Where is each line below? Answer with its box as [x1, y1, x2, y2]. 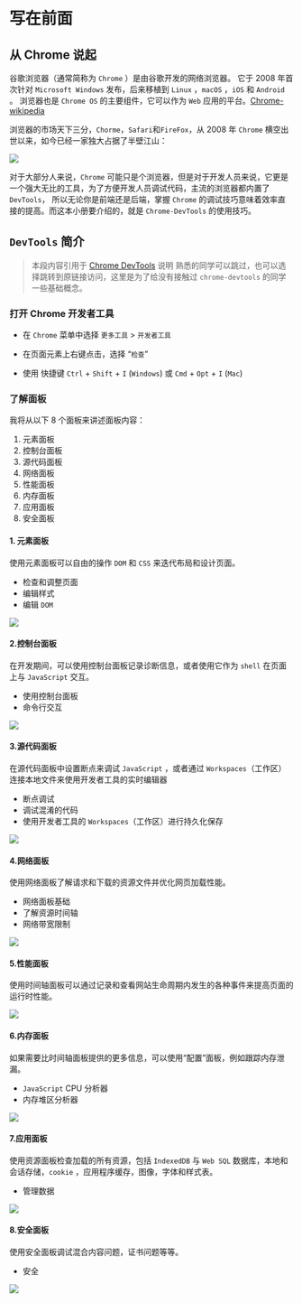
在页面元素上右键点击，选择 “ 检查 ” [22, 349, 149, 359]
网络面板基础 [22, 896, 70, 907]
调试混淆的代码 [22, 805, 78, 815]
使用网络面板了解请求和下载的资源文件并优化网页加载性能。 [9, 877, 231, 888]
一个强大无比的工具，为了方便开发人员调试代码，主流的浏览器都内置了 [9, 182, 270, 193]
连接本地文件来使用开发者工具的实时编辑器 [9, 774, 168, 786]
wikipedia [9, 106, 45, 116]
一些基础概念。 [31, 282, 87, 293]
